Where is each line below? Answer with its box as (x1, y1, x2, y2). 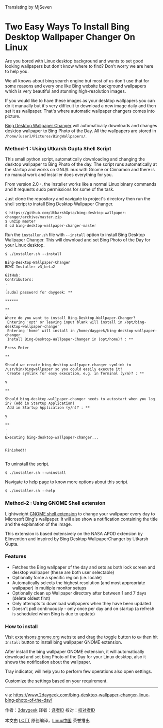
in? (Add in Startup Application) (5, 401, 75, 406)
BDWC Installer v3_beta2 (5, 264, 55, 270)
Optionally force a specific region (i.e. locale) (12, 574, 102, 580)
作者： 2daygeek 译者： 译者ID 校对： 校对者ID (5, 707, 96, 713)
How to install (5, 623, 38, 630)
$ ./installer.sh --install (5, 252, 62, 256)
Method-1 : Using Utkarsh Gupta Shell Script (5, 145, 112, 152)
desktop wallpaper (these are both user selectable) (12, 569, 114, 575)
